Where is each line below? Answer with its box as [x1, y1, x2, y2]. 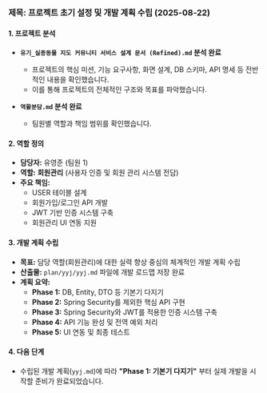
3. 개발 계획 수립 [8, 238, 59, 247]
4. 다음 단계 [8, 347, 45, 357]
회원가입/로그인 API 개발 [31, 198, 108, 207]
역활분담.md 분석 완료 [19, 102, 82, 111]
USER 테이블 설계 [31, 188, 87, 198]
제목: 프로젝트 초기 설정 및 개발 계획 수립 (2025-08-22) [8, 6, 210, 18]
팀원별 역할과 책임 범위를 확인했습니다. [31, 118, 152, 129]
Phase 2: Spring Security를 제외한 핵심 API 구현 [31, 297, 185, 307]
